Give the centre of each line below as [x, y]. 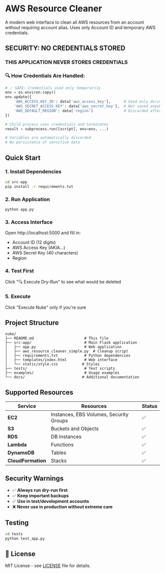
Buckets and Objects [75, 429]
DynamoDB [21, 453]
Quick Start [23, 158]
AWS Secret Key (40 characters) [45, 253]
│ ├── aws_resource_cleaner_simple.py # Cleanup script [67, 351]
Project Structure [32, 323]
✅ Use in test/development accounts [51, 501]
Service [27, 406]
